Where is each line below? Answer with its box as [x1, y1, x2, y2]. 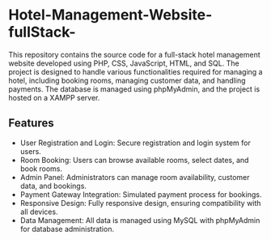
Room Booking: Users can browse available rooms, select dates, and [19, 155, 249, 165]
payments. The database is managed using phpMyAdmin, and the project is [8, 84, 260, 94]
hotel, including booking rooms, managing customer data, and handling [8, 75, 246, 85]
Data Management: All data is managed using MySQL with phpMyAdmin [19, 215, 260, 225]
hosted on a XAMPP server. [8, 92, 100, 102]
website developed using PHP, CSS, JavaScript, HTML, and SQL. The [8, 58, 240, 68]
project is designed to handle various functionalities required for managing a [8, 66, 263, 76]
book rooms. [19, 164, 63, 174]
